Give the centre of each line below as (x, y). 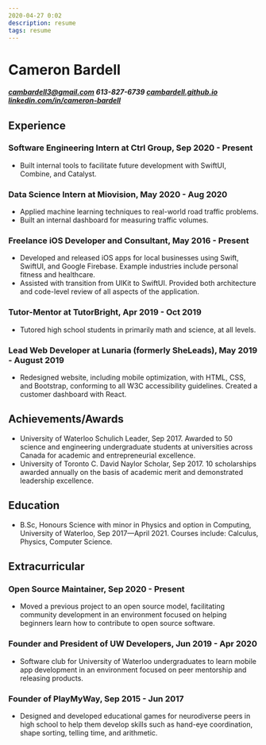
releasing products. (51, 678)
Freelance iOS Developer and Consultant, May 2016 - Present (129, 241)
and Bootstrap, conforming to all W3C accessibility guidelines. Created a (139, 386)
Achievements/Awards (66, 419)
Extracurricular (46, 567)
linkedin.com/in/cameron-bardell (65, 101)
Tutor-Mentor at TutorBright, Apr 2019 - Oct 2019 (105, 312)
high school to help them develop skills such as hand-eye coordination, (136, 724)
